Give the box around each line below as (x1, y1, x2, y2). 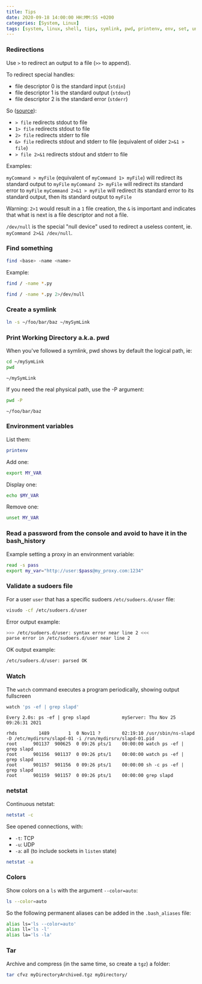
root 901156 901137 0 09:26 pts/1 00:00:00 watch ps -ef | (6, 752, 185, 758)
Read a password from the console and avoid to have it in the (6, 529, 188, 537)
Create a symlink (6, 305, 57, 314)
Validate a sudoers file (6, 582, 73, 590)
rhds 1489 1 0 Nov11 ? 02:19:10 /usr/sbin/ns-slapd (6, 731, 195, 737)
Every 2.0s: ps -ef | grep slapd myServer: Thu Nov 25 (6, 714, 176, 721)
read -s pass (6, 562, 39, 568)
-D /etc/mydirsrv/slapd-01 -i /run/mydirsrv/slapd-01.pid (6, 735, 155, 742)
